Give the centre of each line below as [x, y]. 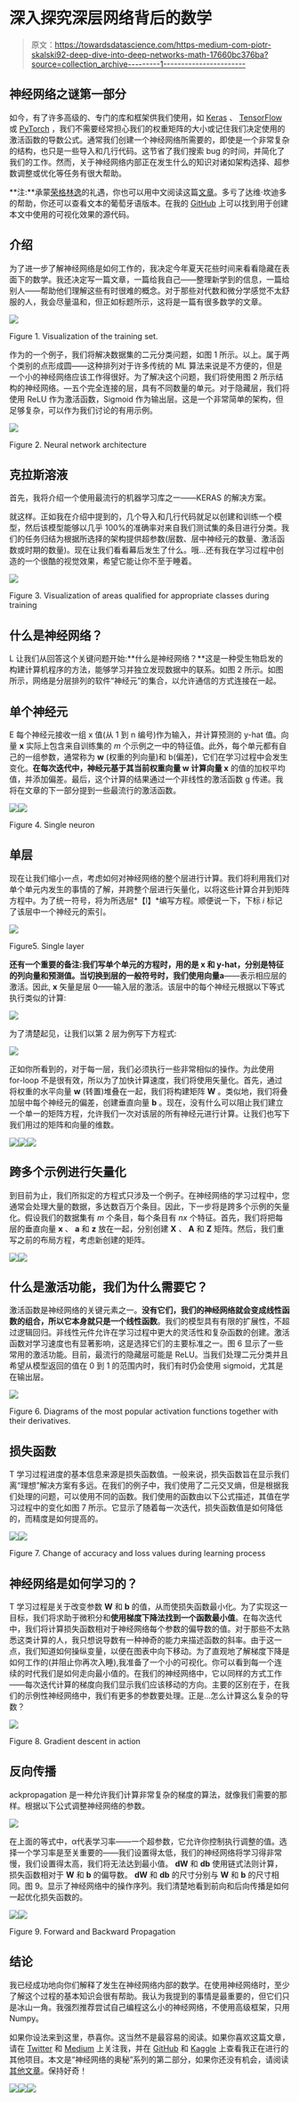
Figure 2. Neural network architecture [78, 444]
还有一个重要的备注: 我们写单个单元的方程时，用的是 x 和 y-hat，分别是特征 [147, 964]
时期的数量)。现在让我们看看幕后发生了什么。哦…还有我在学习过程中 [150, 550]
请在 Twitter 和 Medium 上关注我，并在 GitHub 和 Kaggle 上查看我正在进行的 [149, 2048]
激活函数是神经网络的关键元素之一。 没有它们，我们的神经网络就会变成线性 [145, 1311]
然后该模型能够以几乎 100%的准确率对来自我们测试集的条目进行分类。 [153, 528]
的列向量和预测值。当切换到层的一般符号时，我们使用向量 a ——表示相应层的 [148, 975]
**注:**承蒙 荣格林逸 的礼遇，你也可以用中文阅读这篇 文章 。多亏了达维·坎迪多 [148, 191]
